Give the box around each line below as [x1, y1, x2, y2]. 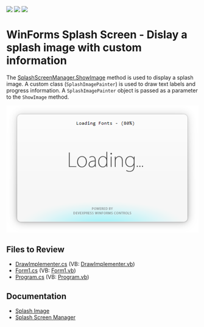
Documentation [6, 291, 67, 301]
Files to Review [6, 244, 65, 255]
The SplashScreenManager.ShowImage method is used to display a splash [6, 74, 194, 81]
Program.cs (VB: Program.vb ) [15, 273, 90, 281]
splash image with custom [6, 41, 142, 55]
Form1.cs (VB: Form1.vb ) [15, 267, 76, 274]
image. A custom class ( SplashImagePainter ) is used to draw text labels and [6, 80, 196, 88]
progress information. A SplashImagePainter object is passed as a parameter [6, 86, 198, 94]
